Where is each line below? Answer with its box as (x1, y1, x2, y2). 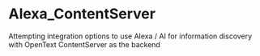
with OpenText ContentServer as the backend (8, 39, 160, 49)
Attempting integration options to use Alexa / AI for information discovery (8, 31, 253, 41)
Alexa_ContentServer (8, 5, 156, 23)
